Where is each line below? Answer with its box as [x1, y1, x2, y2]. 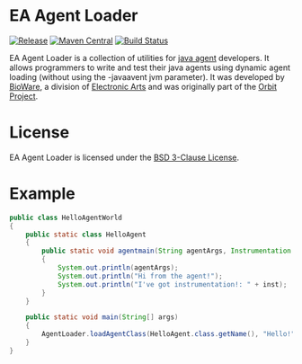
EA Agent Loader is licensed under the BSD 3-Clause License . [9, 152, 240, 163]
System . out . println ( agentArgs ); [57, 263, 179, 272]
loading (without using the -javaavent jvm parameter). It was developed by [9, 71, 285, 82]
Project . [9, 91, 39, 102]
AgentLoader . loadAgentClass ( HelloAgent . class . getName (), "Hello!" [41, 330, 296, 339]
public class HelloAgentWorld [9, 213, 123, 222]
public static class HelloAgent [25, 230, 147, 239]
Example [9, 183, 75, 204]
